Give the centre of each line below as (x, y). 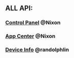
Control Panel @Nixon (33, 23)
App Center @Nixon (30, 36)
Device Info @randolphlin (37, 50)
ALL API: (19, 8)
